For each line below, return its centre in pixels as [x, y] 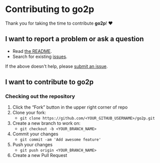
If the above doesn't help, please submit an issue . [56, 66]
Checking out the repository [40, 97]
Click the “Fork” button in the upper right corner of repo [70, 107]
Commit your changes [35, 134]
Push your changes [32, 145]
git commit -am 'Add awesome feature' [60, 140]
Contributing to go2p [50, 9]
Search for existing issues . [40, 56]
